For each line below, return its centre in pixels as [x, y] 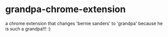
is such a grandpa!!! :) [28, 28]
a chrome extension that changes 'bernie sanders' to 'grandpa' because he [84, 23]
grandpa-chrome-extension [65, 9]
